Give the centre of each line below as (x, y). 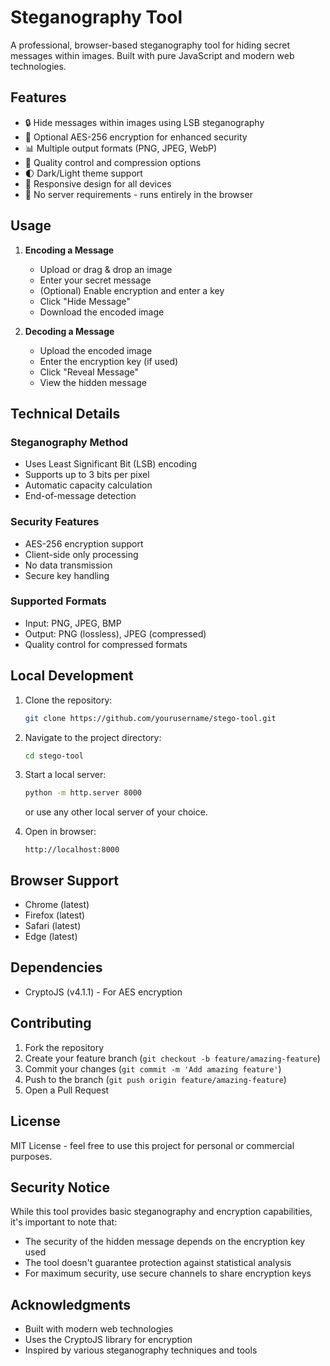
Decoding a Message (69, 331)
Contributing (51, 1023)
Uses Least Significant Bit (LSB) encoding (110, 464)
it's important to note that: (64, 1222)
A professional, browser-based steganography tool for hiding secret (150, 45)
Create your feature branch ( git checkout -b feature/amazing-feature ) (172, 1058)
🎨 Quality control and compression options (113, 162)
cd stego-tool (54, 756)
